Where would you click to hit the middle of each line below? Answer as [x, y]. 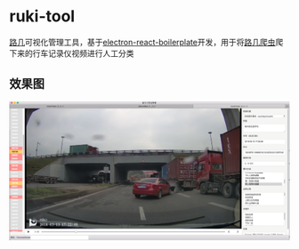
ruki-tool [42, 16]
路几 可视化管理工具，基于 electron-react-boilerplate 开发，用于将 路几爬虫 [142, 42]
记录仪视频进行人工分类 [91, 53]
